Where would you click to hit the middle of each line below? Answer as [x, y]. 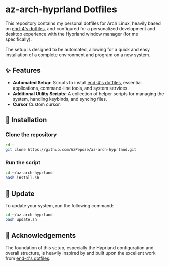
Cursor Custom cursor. [37, 104]
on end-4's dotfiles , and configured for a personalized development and [80, 28]
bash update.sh [21, 219]
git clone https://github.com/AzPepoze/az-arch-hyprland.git [71, 150]
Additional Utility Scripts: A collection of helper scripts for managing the [88, 93]
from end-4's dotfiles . [28, 258]
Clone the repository [31, 135]
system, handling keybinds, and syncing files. [60, 99]
